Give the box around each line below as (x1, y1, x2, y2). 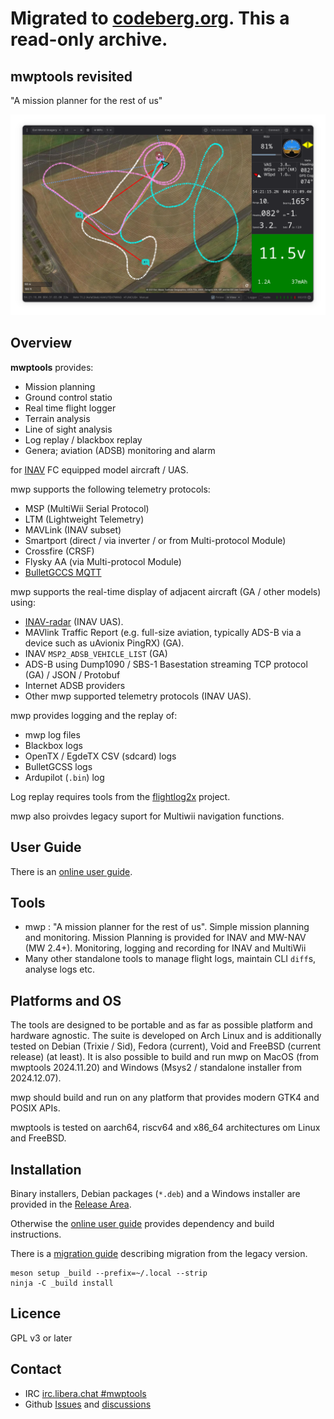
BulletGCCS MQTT (24, 566, 102, 578)
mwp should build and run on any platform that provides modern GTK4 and (10, 1092, 320, 1104)
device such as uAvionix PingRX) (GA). (24, 637, 185, 649)
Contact (10, 1361, 62, 1378)
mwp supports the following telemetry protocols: (10, 483, 211, 495)
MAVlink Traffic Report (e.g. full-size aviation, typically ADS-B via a (24, 626, 302, 638)
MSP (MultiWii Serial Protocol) (24, 502, 150, 514)
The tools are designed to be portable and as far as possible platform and (10, 1019, 313, 1031)
